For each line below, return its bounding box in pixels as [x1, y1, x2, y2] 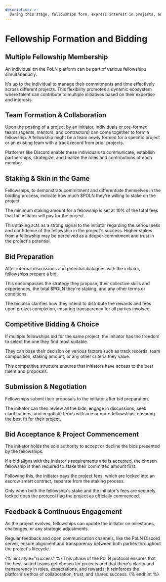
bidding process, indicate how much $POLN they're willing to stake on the [5, 193, 156, 198]
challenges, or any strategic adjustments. [5, 526, 89, 532]
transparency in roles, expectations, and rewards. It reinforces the [5, 566, 139, 572]
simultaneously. [5, 71, 37, 77]
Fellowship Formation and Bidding [5, 33, 148, 45]
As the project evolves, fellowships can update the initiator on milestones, [5, 521, 155, 527]
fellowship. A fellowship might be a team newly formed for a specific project [5, 135, 160, 141]
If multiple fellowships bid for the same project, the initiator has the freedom [5, 333, 160, 339]
